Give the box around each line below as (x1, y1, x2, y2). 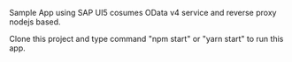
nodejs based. (9, 17, 61, 27)
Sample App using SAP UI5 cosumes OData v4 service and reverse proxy (9, 8, 277, 17)
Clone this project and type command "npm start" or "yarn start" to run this (9, 34, 284, 44)
